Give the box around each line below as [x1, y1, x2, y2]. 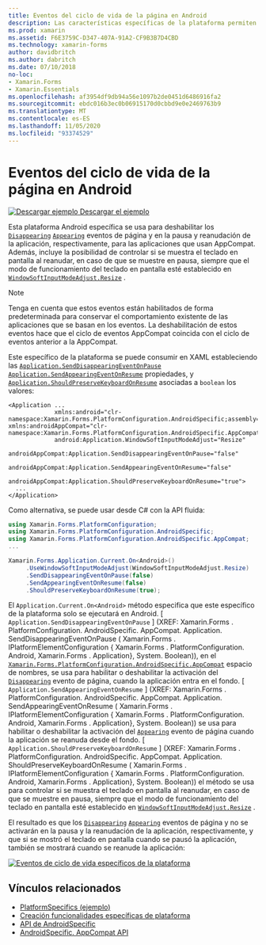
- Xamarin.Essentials [8, 85, 80, 93]
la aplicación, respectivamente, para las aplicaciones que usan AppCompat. [8, 238, 256, 248]
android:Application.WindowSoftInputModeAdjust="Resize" [54, 436, 246, 444]
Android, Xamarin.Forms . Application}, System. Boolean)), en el [8, 651, 216, 661]
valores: [8, 386, 35, 395]
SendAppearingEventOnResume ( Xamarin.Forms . [8, 702, 173, 711]
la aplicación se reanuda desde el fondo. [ [8, 735, 145, 745]
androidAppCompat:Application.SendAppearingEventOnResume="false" [8, 463, 232, 471]
